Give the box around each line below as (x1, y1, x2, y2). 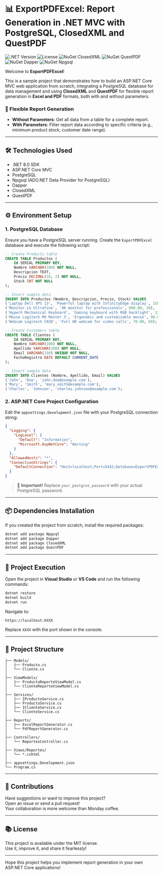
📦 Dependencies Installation (5, 507, 95, 515)
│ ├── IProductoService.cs (5, 696, 64, 701)
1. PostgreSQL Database (5, 226, 63, 233)
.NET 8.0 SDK (12, 162, 40, 168)
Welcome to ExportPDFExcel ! (5, 68, 65, 74)
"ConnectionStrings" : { (9, 460, 57, 465)
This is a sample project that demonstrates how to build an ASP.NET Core (5, 78, 152, 84)
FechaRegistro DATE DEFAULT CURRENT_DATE (14, 355, 98, 360)
